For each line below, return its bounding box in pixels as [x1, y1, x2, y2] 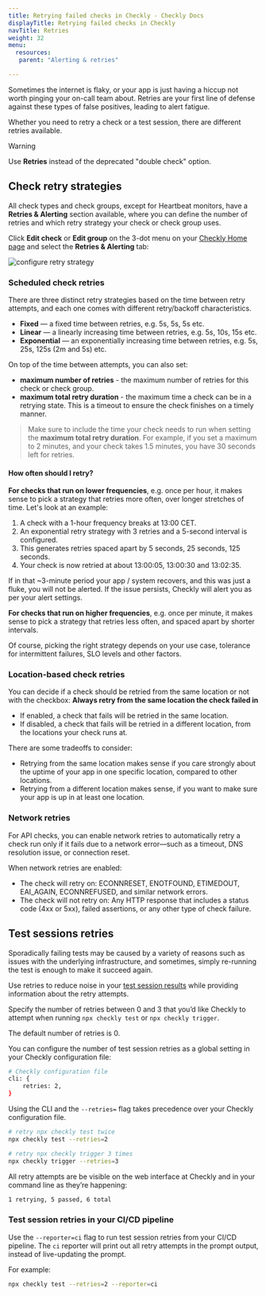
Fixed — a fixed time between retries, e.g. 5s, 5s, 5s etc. [19, 319, 205, 328]
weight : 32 [8, 33, 44, 42]
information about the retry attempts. [8, 989, 129, 998]
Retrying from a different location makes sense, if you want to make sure [19, 784, 258, 793]
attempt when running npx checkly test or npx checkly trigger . [8, 1012, 220, 1022]
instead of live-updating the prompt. [8, 1249, 127, 1259]
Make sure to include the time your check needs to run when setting [27, 424, 252, 434]
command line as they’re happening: [8, 1180, 128, 1189]
